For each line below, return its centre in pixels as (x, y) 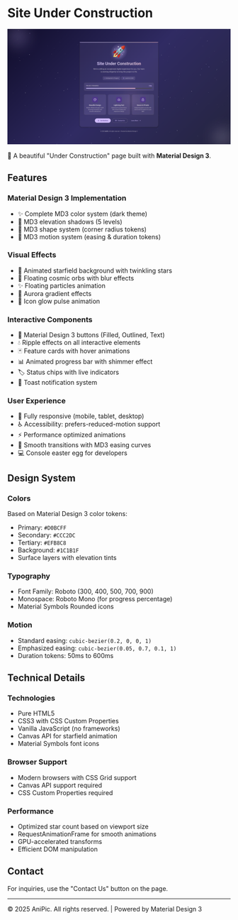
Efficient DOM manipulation (57, 849)
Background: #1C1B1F (48, 550)
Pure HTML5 (36, 713)
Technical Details (46, 678)
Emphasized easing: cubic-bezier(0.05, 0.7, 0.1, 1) (97, 648)
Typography (29, 576)
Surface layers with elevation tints (67, 558)
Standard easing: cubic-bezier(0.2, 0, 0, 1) (85, 640)
